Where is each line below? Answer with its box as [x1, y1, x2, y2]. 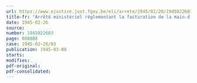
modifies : [6, 57, 30, 63]
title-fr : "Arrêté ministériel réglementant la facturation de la [6, 14, 172, 20]
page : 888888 [6, 36, 38, 41]
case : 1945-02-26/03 [6, 41, 57, 47]
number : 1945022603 [6, 30, 54, 36]
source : [6, 25, 25, 31]
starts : [6, 52, 25, 58]
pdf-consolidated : [6, 68, 51, 74]
